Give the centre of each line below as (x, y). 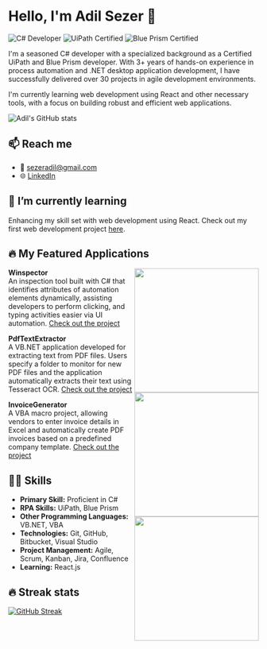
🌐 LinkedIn (37, 176)
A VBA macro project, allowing (58, 413)
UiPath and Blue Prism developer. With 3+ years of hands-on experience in (131, 62)
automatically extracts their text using (70, 381)
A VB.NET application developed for (67, 347)
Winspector (28, 272)
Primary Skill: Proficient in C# (69, 500)
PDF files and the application (55, 373)
